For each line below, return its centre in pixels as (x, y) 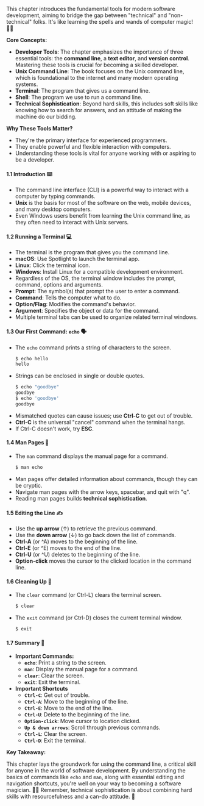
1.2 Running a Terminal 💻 (39, 237)
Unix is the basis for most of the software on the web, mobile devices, (103, 203)
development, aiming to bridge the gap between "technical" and (87, 15)
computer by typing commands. (55, 196)
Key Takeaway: (26, 752)
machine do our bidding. (46, 116)
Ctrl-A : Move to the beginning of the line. (76, 702)
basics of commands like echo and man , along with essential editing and (95, 777)
